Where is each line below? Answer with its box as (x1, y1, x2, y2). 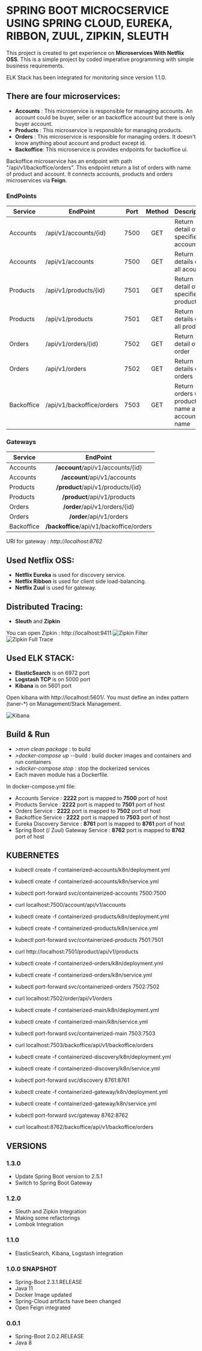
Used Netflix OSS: (6, 555, 75, 565)
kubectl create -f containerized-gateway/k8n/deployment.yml (14, 1089, 168, 1096)
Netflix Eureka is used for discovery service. (14, 571, 126, 579)
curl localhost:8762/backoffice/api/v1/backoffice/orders (14, 1124, 154, 1131)
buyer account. (14, 120, 53, 127)
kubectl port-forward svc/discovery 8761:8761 (14, 1076, 130, 1084)
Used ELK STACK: (6, 653, 75, 664)
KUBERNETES (6, 850, 60, 860)
